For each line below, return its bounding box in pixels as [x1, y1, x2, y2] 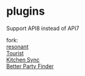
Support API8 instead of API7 [6, 25, 80, 32]
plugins [6, 4, 46, 18]
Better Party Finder [6, 63, 54, 70]
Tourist [6, 49, 24, 56]
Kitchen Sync [6, 56, 40, 63]
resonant [6, 43, 29, 50]
